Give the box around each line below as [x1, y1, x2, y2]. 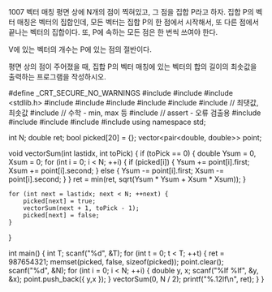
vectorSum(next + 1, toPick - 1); [23, 204, 140, 213]
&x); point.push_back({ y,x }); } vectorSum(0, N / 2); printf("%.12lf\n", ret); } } [8, 274, 265, 284]
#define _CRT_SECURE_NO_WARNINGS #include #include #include [8, 88, 234, 97]
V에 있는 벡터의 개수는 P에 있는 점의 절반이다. [8, 45, 153, 54]
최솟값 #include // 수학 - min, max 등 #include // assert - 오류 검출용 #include [8, 108, 261, 118]
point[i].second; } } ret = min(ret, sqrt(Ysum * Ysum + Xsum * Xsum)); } [8, 174, 246, 184]
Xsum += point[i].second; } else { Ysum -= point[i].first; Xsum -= [8, 165, 225, 175]
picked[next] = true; [23, 197, 96, 205]
